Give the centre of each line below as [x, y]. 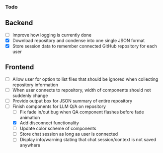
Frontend [20, 67]
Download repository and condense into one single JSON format [79, 40]
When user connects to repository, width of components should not [81, 90]
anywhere [30, 145]
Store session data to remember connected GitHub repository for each [85, 46]
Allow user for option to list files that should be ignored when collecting [85, 79]
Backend [19, 23]
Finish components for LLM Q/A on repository [59, 106]
